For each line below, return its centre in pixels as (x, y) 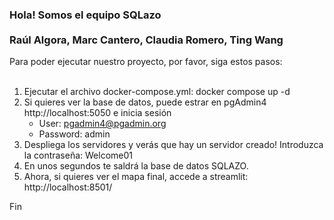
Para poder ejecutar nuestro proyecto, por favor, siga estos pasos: (146, 62)
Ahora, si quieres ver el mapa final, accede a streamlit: (136, 177)
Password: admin (74, 134)
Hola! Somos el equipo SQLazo (85, 15)
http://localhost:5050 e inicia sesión (97, 113)
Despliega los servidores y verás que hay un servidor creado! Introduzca (173, 145)
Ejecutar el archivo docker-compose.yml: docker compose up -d (157, 92)
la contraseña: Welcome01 (78, 155)
